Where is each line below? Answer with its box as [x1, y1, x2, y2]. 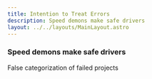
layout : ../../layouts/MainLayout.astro [7, 23, 130, 31]
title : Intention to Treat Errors [7, 10, 111, 18]
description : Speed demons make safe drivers [7, 17, 145, 24]
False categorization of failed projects [7, 63, 119, 72]
